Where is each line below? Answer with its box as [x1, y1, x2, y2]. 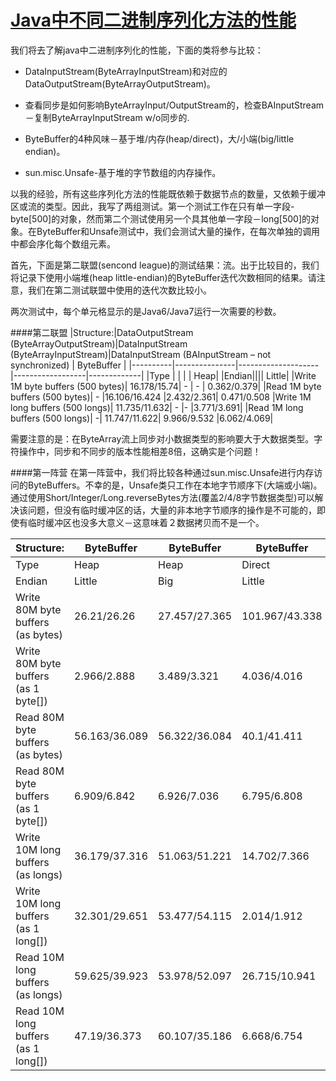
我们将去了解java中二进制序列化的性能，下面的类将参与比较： [10, 44, 264, 56]
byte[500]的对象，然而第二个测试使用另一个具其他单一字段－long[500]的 [10, 212, 311, 225]
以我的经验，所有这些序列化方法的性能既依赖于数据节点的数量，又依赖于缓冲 [10, 187, 326, 200]
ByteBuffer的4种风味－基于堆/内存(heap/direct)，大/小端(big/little [24, 132, 295, 145]
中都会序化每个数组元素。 [10, 237, 116, 250]
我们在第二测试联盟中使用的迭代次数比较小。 [27, 284, 212, 296]
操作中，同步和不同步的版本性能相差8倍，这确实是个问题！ [18, 445, 262, 457]
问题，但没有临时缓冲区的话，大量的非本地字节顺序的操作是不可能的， [27, 504, 317, 516]
